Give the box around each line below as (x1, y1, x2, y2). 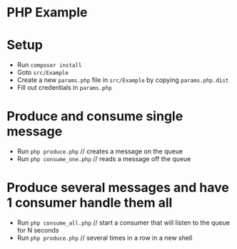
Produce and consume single (6, 108, 183, 125)
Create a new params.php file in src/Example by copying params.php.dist (16, 76, 229, 84)
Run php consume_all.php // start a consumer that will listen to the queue (16, 218, 230, 227)
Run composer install (16, 61, 82, 69)
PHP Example (6, 4, 88, 21)
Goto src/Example (16, 68, 69, 77)
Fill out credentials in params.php (16, 83, 112, 92)
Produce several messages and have (6, 180, 229, 196)
